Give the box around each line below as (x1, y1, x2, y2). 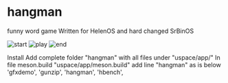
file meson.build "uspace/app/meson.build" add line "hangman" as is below (7, 60, 222, 69)
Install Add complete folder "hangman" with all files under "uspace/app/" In (7, 53, 221, 62)
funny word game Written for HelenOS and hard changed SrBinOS (7, 27, 194, 35)
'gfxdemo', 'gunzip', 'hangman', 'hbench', (7, 68, 124, 76)
